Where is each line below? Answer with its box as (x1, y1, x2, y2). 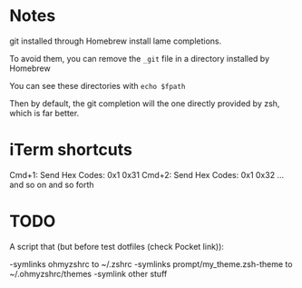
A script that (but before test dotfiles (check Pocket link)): (9, 241, 225, 252)
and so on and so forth (9, 179, 94, 190)
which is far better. (9, 107, 80, 118)
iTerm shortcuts (9, 140, 133, 160)
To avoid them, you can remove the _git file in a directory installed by (9, 53, 270, 64)
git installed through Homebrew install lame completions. (9, 35, 222, 46)
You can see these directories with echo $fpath (9, 80, 186, 91)
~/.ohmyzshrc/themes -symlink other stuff (9, 268, 168, 279)
